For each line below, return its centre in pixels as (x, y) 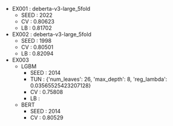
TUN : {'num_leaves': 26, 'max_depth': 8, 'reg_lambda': (99, 79)
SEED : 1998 (36, 41)
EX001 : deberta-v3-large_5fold (51, 9)
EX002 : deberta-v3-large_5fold (52, 34)
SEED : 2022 (37, 15)
